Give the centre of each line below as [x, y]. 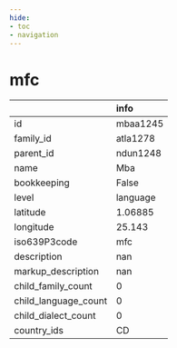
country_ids [39, 331]
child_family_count [53, 286]
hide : [20, 18]
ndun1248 [138, 154]
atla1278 [136, 139]
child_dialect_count [55, 316]
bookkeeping [42, 183]
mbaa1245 [140, 124]
